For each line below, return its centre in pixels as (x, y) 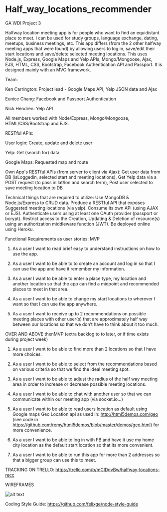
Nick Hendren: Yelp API (29, 108)
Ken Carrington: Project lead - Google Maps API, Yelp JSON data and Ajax (81, 89)
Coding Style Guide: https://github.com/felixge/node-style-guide (72, 504)
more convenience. (32, 430)
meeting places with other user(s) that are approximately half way (80, 319)
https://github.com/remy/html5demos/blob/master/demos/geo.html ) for (86, 425)
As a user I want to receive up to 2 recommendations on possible (79, 313)
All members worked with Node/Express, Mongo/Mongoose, (67, 118)
